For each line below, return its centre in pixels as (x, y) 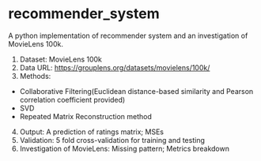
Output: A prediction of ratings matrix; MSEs (92, 132)
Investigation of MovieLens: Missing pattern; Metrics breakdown (124, 148)
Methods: (35, 76)
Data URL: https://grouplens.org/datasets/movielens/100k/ (115, 67)
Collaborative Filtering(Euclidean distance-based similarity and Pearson (136, 91)
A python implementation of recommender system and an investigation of (128, 36)
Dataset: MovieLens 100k (61, 59)
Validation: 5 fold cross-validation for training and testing (112, 140)
